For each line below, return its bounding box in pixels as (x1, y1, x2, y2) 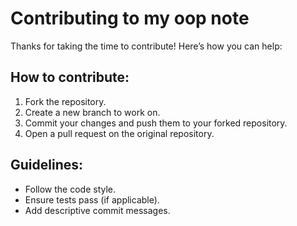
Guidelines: (10, 157, 84, 174)
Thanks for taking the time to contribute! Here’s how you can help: (10, 40, 283, 52)
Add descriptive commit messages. (24, 204, 171, 216)
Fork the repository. (24, 95, 107, 107)
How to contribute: (10, 69, 130, 86)
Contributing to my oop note (10, 7, 250, 30)
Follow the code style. (24, 183, 117, 195)
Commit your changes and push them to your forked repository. (24, 117, 288, 129)
